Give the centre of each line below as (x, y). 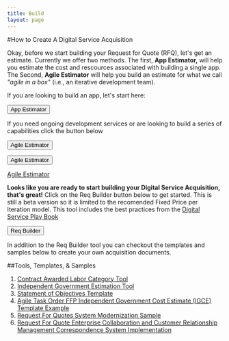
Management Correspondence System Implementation (94, 329)
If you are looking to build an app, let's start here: (76, 95)
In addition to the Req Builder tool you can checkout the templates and (106, 245)
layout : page (26, 20)
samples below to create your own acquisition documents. (89, 252)
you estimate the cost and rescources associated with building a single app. (114, 67)
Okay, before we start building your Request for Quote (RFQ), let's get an (109, 53)
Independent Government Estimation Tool (76, 286)
